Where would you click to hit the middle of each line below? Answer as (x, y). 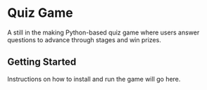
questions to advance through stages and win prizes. (84, 39)
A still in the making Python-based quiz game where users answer (103, 32)
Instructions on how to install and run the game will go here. (94, 79)
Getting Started (42, 62)
